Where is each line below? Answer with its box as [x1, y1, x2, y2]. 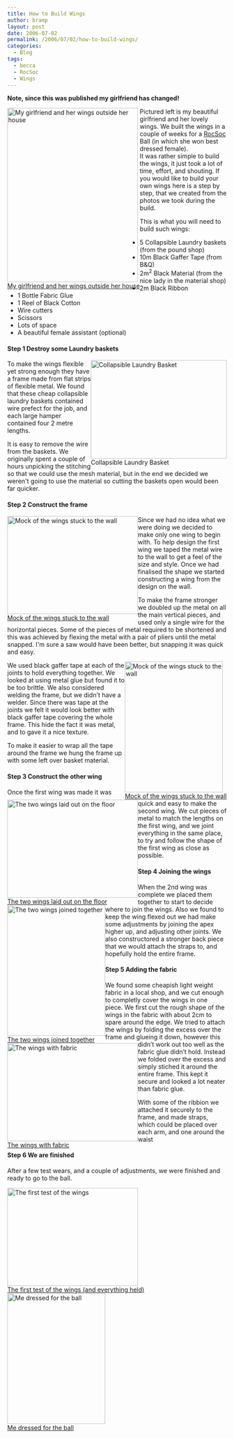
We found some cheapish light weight [105, 981, 214, 989]
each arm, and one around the [138, 1127, 225, 1136]
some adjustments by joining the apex [105, 919, 214, 928]
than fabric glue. [138, 1085, 185, 1093]
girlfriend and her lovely [139, 115, 209, 123]
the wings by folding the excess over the [105, 1025, 221, 1034]
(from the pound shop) [139, 245, 205, 254]
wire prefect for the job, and [7, 404, 88, 413]
